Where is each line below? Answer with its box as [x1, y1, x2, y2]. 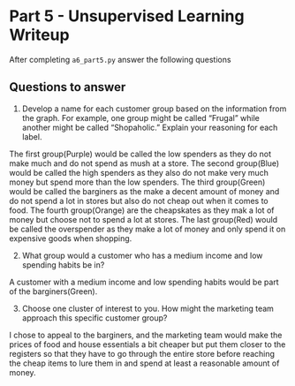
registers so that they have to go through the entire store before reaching [9, 348, 276, 359]
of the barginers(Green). [9, 285, 98, 297]
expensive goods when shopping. [9, 232, 132, 244]
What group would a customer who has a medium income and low [21, 250, 263, 261]
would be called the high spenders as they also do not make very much [9, 167, 269, 178]
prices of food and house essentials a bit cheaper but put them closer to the [9, 338, 286, 350]
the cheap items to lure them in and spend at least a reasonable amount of [9, 358, 280, 368]
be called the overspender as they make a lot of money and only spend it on [9, 223, 286, 234]
